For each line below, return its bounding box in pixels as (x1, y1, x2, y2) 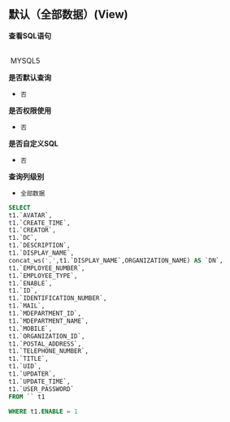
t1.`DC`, (8, 234, 38, 242)
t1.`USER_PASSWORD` (8, 385, 75, 393)
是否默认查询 (8, 72, 51, 82)
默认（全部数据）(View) (8, 7, 128, 22)
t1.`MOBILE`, (8, 324, 53, 333)
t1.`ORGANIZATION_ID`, (8, 332, 85, 340)
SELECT (8, 203, 31, 211)
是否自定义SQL (8, 138, 59, 148)
